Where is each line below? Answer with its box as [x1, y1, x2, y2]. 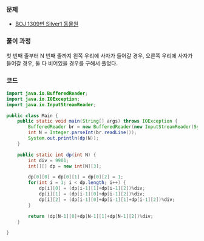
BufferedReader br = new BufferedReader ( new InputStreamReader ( [28, 124, 194, 130]
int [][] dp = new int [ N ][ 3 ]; [28, 163, 102, 169]
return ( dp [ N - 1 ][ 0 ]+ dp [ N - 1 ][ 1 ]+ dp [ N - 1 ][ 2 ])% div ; [28, 213, 154, 219]
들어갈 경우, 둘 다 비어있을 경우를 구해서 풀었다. [6, 59, 118, 67]
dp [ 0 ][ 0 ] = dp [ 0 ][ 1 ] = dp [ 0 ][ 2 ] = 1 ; [28, 174, 124, 180]
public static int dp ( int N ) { [17, 152, 97, 158]
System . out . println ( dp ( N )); [28, 135, 99, 141]
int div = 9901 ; [28, 157, 69, 163]
